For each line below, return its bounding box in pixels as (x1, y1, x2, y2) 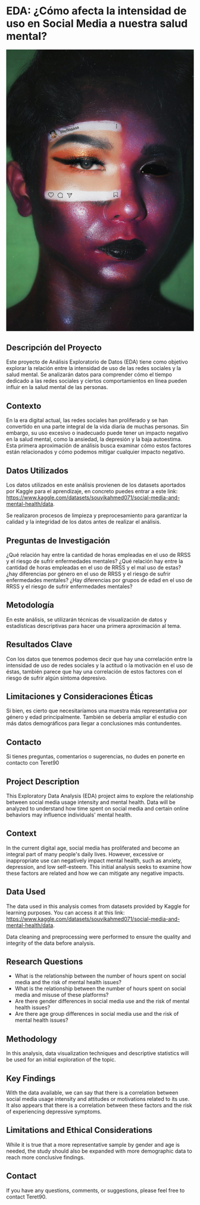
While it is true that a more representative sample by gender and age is (6, 1141, 180, 1148)
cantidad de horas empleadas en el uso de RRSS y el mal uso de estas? (6, 564, 182, 571)
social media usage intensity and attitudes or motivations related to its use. (6, 1096, 189, 1103)
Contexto (6, 400, 42, 411)
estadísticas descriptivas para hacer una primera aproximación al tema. (6, 622, 182, 629)
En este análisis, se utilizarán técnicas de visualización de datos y (6, 616, 167, 623)
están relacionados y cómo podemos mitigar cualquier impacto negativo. (6, 448, 185, 456)
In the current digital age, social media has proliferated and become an (6, 844, 180, 852)
